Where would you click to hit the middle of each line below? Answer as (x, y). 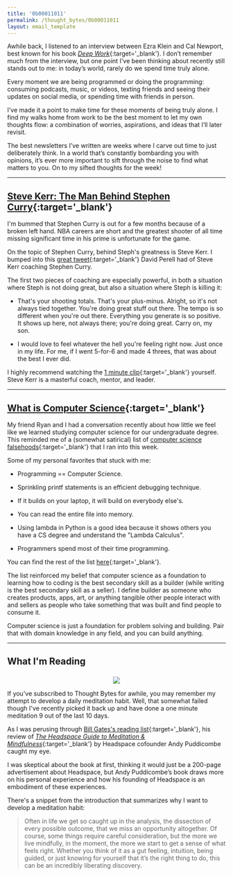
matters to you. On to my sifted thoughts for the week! (84, 168)
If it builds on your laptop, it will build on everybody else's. (100, 501)
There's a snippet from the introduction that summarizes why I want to (107, 800)
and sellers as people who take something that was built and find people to (114, 605)
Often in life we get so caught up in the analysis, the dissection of (118, 821)
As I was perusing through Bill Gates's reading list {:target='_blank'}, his (109, 729)
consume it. (24, 612)
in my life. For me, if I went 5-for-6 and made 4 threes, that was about (117, 352)
